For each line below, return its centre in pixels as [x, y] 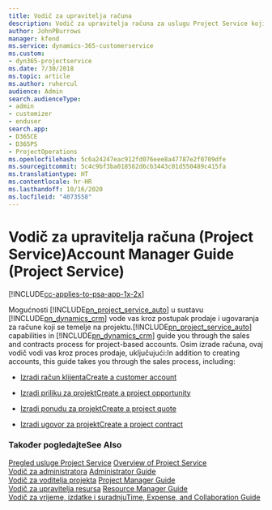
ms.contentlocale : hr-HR [50, 182]
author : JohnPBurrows [45, 31]
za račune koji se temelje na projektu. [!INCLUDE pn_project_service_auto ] [130, 327]
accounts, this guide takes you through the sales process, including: [122, 361]
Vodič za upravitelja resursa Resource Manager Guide [98, 488]
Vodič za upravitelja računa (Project [131, 237]
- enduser [25, 122]
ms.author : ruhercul [43, 84]
